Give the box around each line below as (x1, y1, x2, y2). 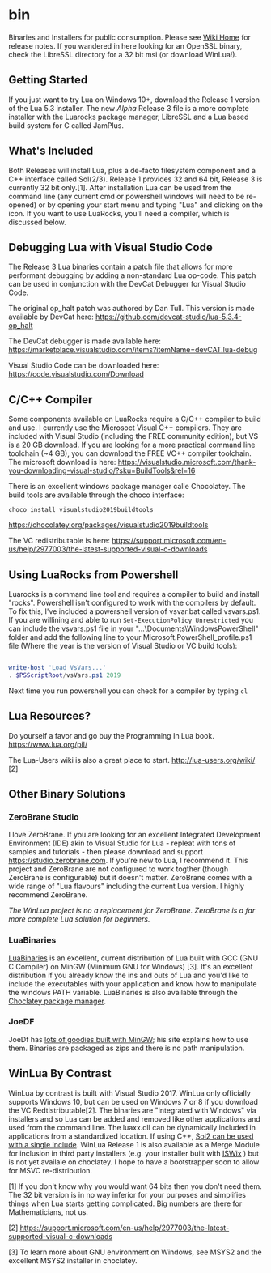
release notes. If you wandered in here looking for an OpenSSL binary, (8, 40, 243, 50)
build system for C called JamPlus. (8, 120, 124, 130)
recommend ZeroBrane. (8, 890, 88, 900)
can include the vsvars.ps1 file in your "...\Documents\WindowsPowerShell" (8, 624, 259, 633)
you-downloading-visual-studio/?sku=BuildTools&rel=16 (8, 466, 196, 475)
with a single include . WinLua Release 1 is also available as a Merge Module (8, 1139, 260, 1149)
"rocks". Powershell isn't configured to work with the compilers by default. (8, 598, 256, 607)
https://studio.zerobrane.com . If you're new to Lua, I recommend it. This (8, 856, 248, 866)
